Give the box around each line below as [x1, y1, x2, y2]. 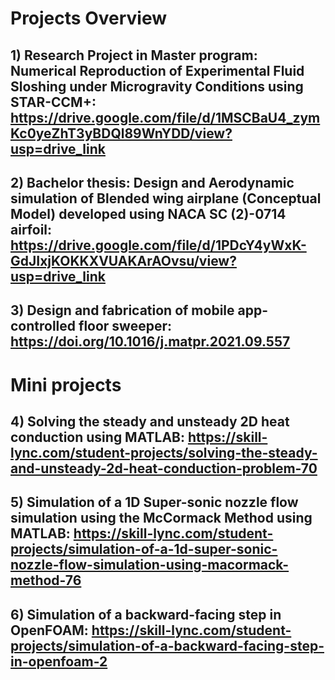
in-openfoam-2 [10, 653, 108, 670]
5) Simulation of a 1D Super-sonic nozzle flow [10, 494, 299, 511]
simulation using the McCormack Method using [10, 510, 313, 527]
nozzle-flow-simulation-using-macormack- [10, 557, 290, 574]
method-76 [10, 572, 82, 589]
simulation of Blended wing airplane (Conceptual [10, 190, 322, 207]
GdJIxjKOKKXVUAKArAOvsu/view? [10, 252, 237, 269]
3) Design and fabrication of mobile [10, 302, 235, 319]
